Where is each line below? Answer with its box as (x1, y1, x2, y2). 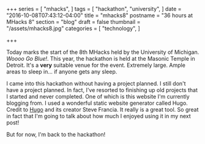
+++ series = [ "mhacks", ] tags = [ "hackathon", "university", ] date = (6, 6, 182, 12)
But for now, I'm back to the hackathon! (6, 131, 106, 138)
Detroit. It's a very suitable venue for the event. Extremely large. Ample (6, 61, 185, 69)
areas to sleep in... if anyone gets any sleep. (6, 68, 117, 75)
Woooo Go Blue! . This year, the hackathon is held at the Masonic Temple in (6, 55, 195, 62)
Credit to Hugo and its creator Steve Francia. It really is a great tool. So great (6, 106, 199, 113)
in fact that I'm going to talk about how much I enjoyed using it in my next (6, 113, 191, 119)
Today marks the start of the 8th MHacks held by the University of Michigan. (6, 48, 199, 56)
